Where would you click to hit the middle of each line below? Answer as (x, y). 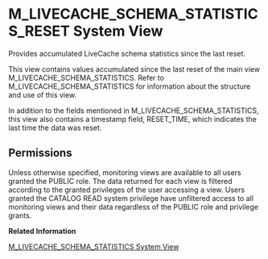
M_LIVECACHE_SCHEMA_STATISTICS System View (94, 246)
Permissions (40, 153)
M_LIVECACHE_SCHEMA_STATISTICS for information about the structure (130, 86)
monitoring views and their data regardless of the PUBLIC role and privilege (134, 207)
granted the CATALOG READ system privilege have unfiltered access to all (131, 198)
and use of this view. (43, 94)
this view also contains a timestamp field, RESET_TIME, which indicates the (133, 119)
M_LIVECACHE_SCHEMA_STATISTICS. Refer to (87, 77)
